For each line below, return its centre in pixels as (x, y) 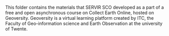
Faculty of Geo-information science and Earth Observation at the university (84, 23)
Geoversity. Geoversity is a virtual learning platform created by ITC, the (79, 18)
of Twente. (16, 29)
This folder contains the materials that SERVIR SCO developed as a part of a (84, 7)
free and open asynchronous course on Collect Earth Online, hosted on (80, 13)
